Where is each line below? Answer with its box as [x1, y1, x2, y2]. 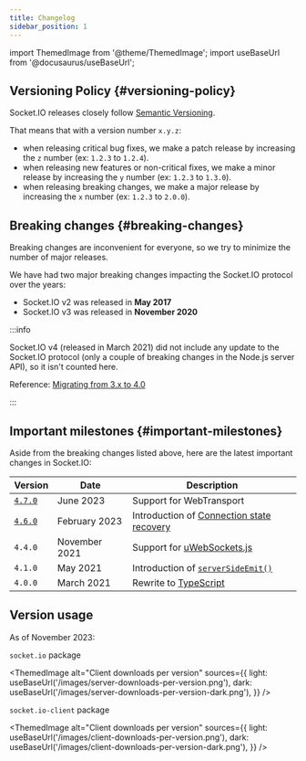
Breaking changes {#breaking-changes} [9, 217, 244, 233]
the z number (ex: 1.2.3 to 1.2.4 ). [22, 153, 149, 164]
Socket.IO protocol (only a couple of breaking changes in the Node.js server [9, 352, 295, 363]
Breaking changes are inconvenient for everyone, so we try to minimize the [9, 242, 291, 253]
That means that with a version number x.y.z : [9, 125, 182, 136]
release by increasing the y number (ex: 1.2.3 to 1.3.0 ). [22, 172, 232, 183]
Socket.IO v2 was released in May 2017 [22, 297, 172, 308]
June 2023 [57, 494, 106, 507]
